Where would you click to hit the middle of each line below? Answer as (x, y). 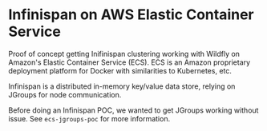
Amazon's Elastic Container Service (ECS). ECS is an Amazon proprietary (129, 62)
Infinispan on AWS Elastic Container (131, 15)
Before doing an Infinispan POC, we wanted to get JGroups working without (133, 110)
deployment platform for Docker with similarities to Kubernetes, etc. (120, 70)
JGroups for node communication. (65, 94)
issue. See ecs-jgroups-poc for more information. (89, 118)
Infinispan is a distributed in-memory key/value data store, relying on (122, 86)
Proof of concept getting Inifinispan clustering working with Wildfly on (124, 54)
